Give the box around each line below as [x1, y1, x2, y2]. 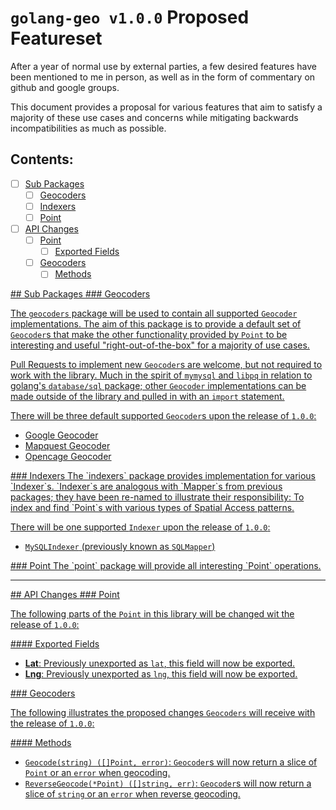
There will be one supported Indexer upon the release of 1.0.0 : [10, 521, 271, 533]
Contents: [10, 151, 74, 168]
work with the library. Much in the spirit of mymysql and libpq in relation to [10, 369, 313, 381]
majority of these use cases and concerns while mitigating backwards [10, 111, 299, 123]
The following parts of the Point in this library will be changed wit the [10, 608, 295, 620]
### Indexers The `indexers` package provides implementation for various [10, 470, 317, 482]
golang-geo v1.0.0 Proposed [10, 6, 250, 29]
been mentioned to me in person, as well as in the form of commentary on [10, 71, 316, 83]
